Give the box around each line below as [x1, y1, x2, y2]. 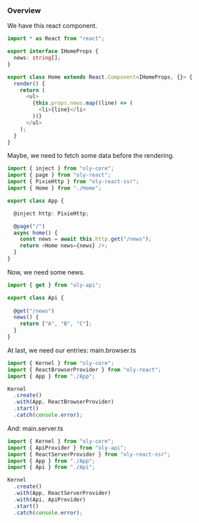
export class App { [7, 197, 64, 204]
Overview [7, 6, 41, 15]
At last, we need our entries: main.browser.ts [7, 346, 137, 355]
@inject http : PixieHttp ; [13, 210, 90, 217]
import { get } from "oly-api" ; [7, 282, 102, 289]
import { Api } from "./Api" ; [7, 464, 96, 471]
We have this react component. [7, 22, 98, 30]
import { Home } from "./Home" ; [7, 185, 102, 192]
